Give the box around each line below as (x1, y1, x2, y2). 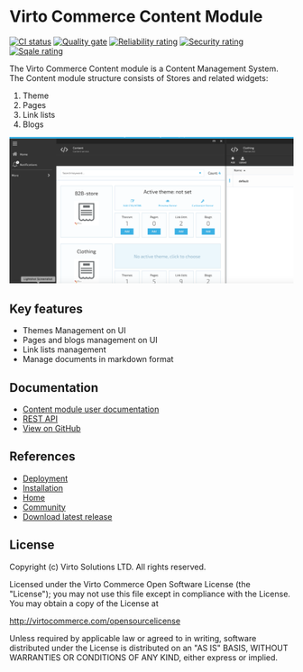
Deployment (22, 473, 69, 484)
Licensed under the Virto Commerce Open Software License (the (9, 578, 251, 589)
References (9, 449, 76, 465)
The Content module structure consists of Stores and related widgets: (9, 72, 269, 83)
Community (22, 502, 66, 513)
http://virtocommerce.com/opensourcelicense (9, 615, 181, 626)
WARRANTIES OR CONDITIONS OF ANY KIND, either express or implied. (9, 651, 278, 663)
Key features (9, 301, 83, 316)
